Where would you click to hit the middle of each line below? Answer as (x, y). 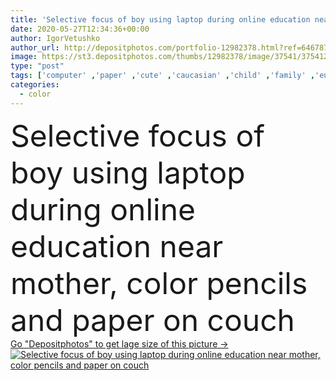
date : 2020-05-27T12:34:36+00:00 (80, 29)
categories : (35, 85)
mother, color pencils (159, 283)
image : (24, 57)
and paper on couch (152, 320)
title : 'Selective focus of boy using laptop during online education (160, 19)
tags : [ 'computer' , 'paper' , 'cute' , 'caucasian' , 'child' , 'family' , (163, 76)
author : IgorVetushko (55, 38)
